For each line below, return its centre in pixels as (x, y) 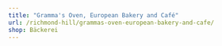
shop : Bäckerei (33, 30)
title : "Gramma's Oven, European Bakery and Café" (94, 15)
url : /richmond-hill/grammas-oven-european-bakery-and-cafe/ (111, 23)
